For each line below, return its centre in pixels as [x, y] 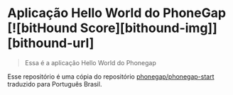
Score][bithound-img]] [149, 28]
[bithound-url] [51, 43]
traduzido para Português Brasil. [55, 84]
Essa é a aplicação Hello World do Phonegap [90, 62]
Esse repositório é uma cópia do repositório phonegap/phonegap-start [111, 77]
